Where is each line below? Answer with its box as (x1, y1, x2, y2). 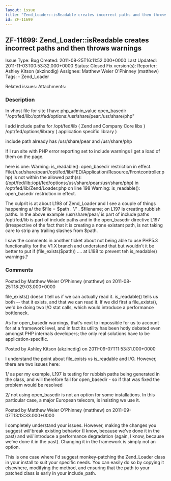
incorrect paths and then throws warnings (5, 44, 141, 53)
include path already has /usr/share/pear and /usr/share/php (5, 138, 132, 144)
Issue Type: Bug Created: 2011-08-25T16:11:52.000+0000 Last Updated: (5, 57, 157, 64)
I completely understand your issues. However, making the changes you (5, 422, 157, 428)
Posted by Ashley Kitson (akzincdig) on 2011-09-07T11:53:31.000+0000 (5, 345, 156, 352)
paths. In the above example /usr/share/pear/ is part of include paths (5, 211, 150, 217)
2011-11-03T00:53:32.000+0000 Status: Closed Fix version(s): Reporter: (5, 63, 157, 69)
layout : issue (5, 7, 36, 13)
